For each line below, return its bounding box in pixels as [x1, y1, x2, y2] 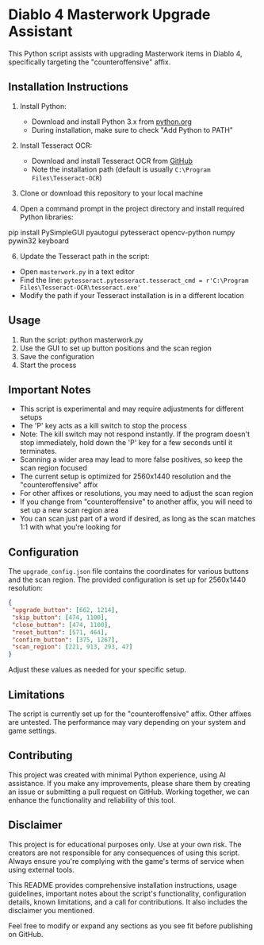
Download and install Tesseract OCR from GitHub [31, 156, 193, 165]
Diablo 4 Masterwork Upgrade [8, 6, 211, 24]
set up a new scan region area [19, 505, 119, 515]
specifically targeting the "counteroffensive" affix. [8, 57, 171, 67]
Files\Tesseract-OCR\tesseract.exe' [19, 284, 141, 292]
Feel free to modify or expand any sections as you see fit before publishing [8, 920, 254, 931]
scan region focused [19, 463, 87, 473]
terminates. [19, 447, 57, 456]
